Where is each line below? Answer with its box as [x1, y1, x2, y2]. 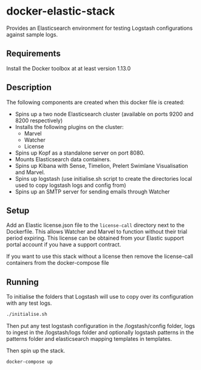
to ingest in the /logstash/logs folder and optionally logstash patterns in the [6, 329, 194, 336]
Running [6, 277, 39, 287]
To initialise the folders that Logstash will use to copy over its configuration [6, 293, 194, 301]
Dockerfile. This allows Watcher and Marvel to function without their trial [6, 228, 188, 236]
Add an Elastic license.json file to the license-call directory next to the [6, 222, 185, 229]
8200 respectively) [15, 117, 63, 124]
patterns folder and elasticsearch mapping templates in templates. [6, 335, 172, 343]
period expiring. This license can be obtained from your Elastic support [6, 234, 184, 242]
